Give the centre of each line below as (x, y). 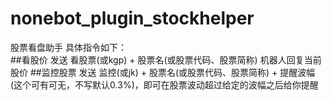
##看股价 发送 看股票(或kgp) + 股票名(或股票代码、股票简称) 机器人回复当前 (166, 59)
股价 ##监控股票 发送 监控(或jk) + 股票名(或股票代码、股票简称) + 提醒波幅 (163, 72)
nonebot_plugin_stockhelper (132, 18)
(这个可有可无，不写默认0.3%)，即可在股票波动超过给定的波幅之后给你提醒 (164, 84)
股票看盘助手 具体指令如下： (68, 47)
